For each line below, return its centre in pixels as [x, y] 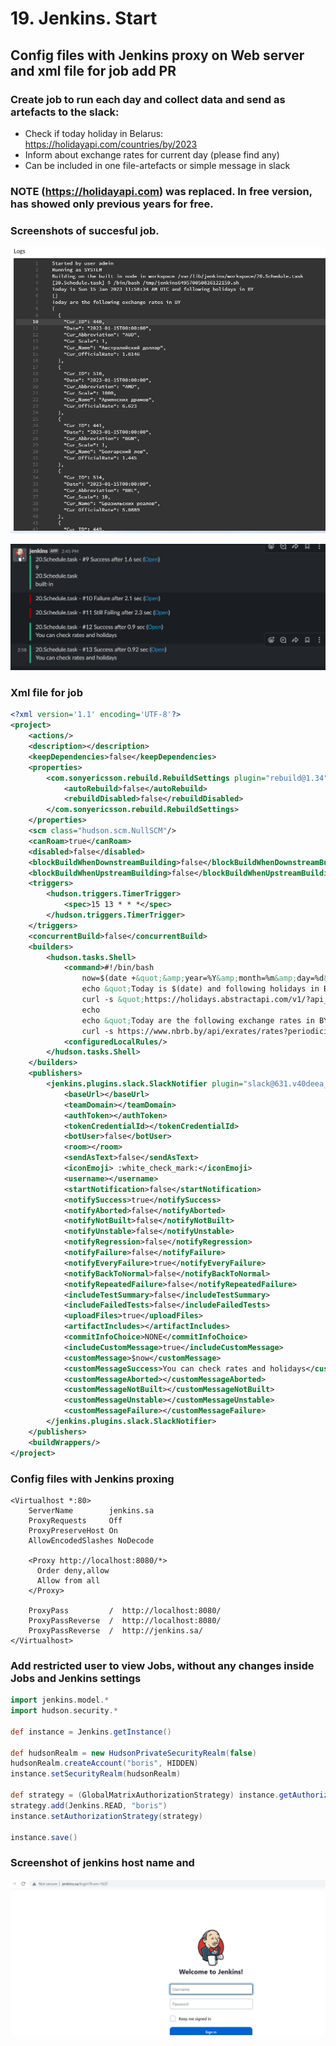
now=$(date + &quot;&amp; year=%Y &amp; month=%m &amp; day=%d [203, 978]
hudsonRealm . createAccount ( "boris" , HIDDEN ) [104, 1763]
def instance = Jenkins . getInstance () [91, 1732]
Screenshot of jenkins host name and [102, 1863]
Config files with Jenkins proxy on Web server [157, 55]
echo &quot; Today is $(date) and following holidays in [200, 989]
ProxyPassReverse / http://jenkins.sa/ [115, 1630]
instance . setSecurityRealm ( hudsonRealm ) [96, 1774]
